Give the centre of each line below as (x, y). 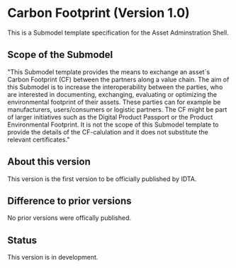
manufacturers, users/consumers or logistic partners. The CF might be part (117, 109)
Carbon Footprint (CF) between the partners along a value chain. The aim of (118, 79)
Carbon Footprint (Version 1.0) (99, 13)
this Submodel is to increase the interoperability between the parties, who (115, 87)
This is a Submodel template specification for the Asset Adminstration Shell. (118, 33)
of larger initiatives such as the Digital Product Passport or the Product (110, 117)
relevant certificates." (39, 139)
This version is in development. (53, 257)
